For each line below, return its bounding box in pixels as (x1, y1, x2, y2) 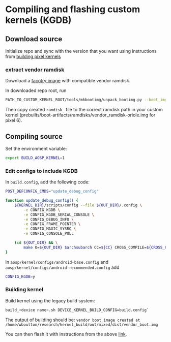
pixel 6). (5, 117, 22, 123)
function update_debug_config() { (5, 198, 79, 203)
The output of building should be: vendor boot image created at (5, 317, 140, 323)
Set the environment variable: (5, 145, 67, 151)
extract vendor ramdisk (5, 66, 65, 73)
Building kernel (5, 286, 44, 293)
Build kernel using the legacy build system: (5, 297, 95, 303)
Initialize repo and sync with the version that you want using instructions (5, 48, 157, 54)
